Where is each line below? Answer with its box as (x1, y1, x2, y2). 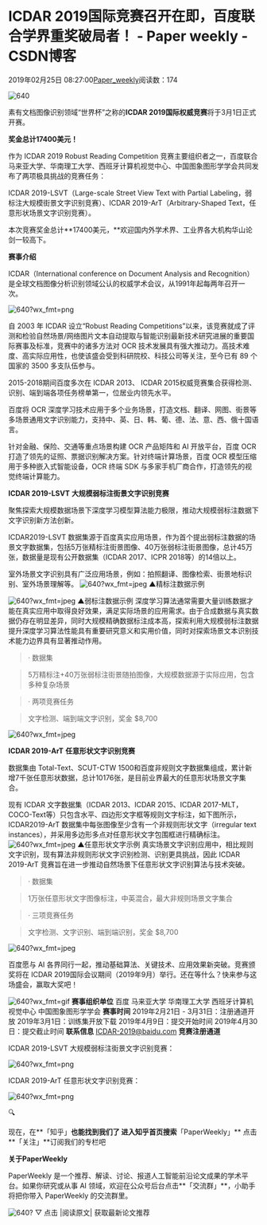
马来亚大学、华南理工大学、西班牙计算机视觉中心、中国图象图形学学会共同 (8, 161, 252, 171)
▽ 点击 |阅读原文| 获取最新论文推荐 (34, 1207, 150, 1217)
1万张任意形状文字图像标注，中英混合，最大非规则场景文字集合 (27, 893, 233, 903)
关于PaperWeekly (8, 1153, 68, 1164)
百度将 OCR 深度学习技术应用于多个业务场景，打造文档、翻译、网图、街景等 (8, 404, 257, 414)
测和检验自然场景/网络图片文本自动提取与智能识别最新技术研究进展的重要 (8, 331, 248, 340)
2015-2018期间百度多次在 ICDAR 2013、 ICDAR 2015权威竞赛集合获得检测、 (8, 378, 257, 387)
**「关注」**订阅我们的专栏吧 (8, 1137, 106, 1146)
